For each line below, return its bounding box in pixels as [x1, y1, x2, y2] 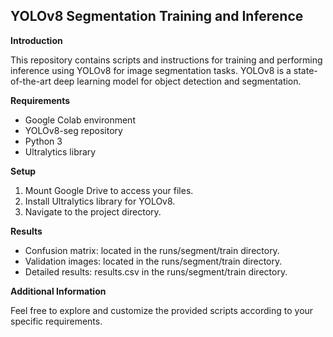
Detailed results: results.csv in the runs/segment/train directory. [24, 265, 288, 278]
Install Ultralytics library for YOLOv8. [24, 195, 176, 207]
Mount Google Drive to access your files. [24, 184, 194, 196]
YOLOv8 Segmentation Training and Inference [10, 8, 304, 25]
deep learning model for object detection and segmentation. [53, 75, 302, 87]
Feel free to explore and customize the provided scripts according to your [10, 304, 314, 316]
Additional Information [10, 285, 107, 297]
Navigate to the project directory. [24, 205, 162, 218]
